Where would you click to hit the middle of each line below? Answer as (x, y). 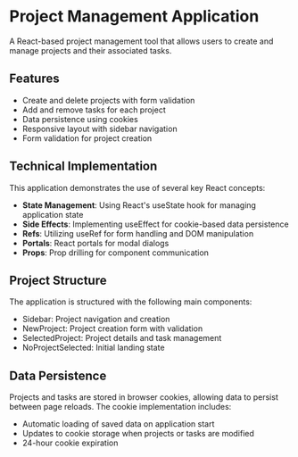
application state (53, 214)
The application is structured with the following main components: (131, 302)
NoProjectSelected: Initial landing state (93, 348)
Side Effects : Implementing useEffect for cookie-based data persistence (155, 224)
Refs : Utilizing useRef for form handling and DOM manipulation (138, 233)
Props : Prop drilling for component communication (116, 253)
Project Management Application (134, 17)
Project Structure (58, 280)
